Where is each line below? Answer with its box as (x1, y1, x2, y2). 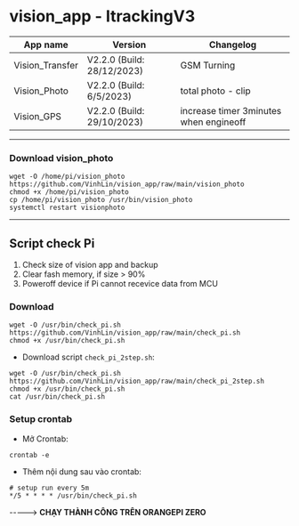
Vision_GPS (13, 109, 62, 122)
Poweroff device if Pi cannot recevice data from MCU (21, 279, 218, 289)
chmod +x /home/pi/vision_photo (9, 188, 129, 197)
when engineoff (180, 116, 246, 128)
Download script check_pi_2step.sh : (21, 352, 156, 362)
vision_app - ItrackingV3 (9, 6, 196, 27)
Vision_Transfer (13, 59, 78, 71)
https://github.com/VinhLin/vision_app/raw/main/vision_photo (9, 180, 245, 189)
